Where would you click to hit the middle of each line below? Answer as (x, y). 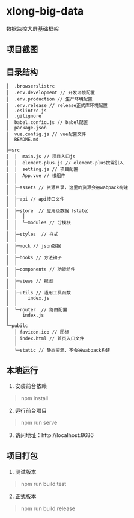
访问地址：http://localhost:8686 (54, 435)
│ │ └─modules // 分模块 (38, 223)
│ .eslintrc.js (26, 111)
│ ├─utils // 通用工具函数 (38, 293)
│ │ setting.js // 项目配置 (42, 170)
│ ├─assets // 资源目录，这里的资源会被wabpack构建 (67, 188)
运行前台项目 (31, 410)
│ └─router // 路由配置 (37, 310)
